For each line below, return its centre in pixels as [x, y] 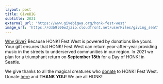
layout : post [18, 9]
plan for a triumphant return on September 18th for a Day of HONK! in [75, 57]
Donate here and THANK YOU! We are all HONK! [54, 77]
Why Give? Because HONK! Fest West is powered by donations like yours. [79, 41]
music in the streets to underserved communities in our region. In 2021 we [79, 52]
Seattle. [13, 62]
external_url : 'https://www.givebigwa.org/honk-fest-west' [66, 23]
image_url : [16, 28]
